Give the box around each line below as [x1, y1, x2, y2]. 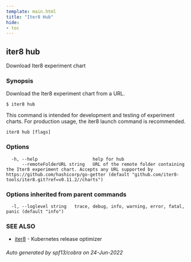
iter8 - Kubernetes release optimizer [14, 236, 103, 243]
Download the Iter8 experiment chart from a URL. [6, 90, 125, 97]
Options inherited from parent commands [6, 190, 127, 198]
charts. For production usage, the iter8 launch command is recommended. [6, 118, 186, 125]
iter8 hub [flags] [6, 130, 51, 135]
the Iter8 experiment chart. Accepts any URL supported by [6, 166, 154, 172]
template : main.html [6, 8, 57, 15]
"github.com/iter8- [131, 171, 180, 178]
